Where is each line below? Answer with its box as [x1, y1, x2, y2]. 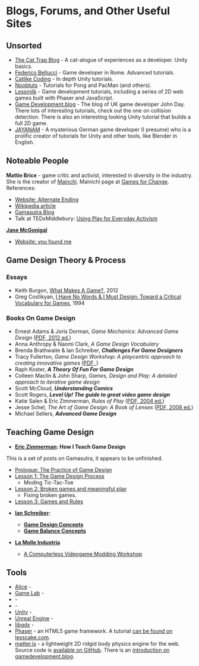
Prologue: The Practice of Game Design [14, 466, 112, 473]
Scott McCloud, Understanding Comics [14, 384, 113, 391]
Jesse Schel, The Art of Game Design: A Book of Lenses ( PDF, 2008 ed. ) [14, 403, 194, 410]
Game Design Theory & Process [6, 255, 127, 266]
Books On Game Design [6, 314, 76, 322]
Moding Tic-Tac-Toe [23, 478, 74, 486]
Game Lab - [14, 590, 45, 597]
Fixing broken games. [23, 491, 77, 499]
